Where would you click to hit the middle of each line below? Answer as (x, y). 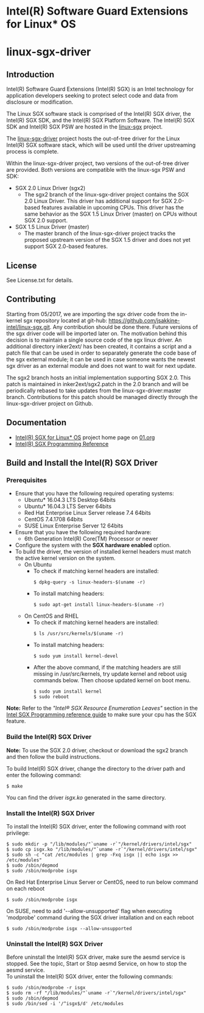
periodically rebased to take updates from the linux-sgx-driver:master (94, 390)
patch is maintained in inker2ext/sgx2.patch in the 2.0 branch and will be (97, 384)
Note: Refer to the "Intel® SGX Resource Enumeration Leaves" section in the (102, 708)
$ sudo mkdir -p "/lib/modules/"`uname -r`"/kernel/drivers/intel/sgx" (99, 844)
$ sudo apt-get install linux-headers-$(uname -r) (99, 605)
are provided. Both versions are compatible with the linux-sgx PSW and (96, 170)
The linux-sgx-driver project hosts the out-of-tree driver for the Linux (93, 139)
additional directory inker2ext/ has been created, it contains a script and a (99, 346)
